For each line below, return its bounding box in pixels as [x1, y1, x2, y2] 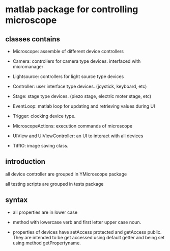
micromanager [12, 64, 44, 69]
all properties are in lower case [12, 209, 78, 215]
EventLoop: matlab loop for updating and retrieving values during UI [12, 103, 155, 109]
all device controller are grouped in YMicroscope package [5, 171, 127, 177]
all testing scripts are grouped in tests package [5, 181, 104, 187]
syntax [5, 195, 28, 205]
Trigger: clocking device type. [12, 113, 76, 119]
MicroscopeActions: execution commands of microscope [12, 123, 133, 129]
